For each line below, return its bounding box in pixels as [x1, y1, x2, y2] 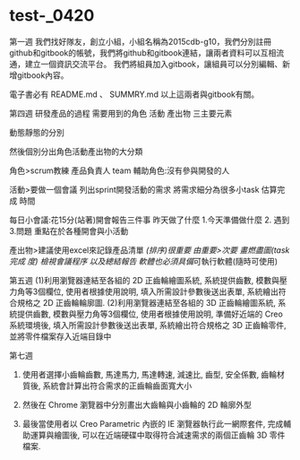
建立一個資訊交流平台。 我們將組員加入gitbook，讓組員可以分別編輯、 [24, 58, 283, 69]
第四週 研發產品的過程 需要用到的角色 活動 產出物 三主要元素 [9, 108, 233, 118]
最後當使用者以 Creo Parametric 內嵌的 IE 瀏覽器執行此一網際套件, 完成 [21, 418, 284, 429]
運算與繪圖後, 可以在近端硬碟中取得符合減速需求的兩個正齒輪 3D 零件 [30, 430, 286, 440]
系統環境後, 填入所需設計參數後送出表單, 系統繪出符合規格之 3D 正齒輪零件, [9, 319, 287, 330]
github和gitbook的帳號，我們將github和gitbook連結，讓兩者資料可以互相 [9, 47, 277, 58]
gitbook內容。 [16, 69, 69, 81]
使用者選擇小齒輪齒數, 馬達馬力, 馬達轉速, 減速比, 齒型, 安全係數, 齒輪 [21, 369, 278, 379]
